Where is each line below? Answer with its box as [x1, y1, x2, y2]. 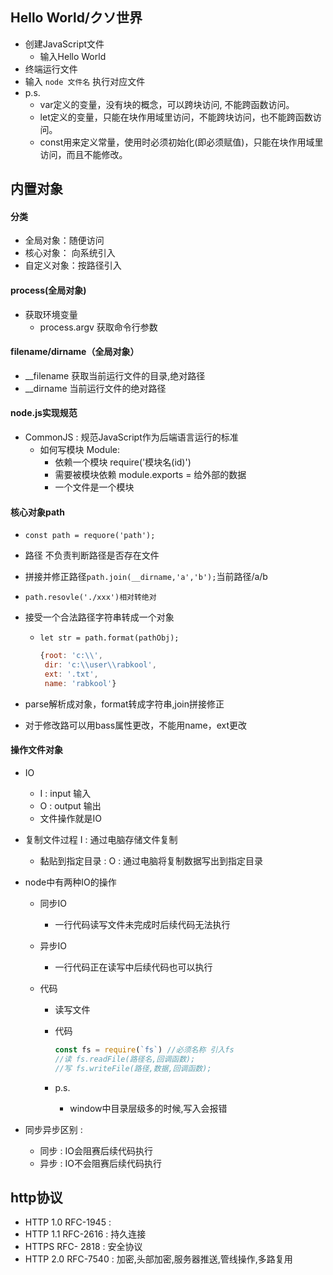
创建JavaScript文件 [24, 38, 105, 50]
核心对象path [10, 506, 65, 518]
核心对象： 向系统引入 [24, 247, 116, 259]
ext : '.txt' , [44, 669, 99, 679]
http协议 [10, 1189, 63, 1206]
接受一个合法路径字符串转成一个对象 [24, 611, 175, 623]
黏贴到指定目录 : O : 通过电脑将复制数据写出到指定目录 [39, 854, 264, 867]
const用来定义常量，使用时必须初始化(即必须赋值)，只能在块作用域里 [39, 136, 324, 148]
